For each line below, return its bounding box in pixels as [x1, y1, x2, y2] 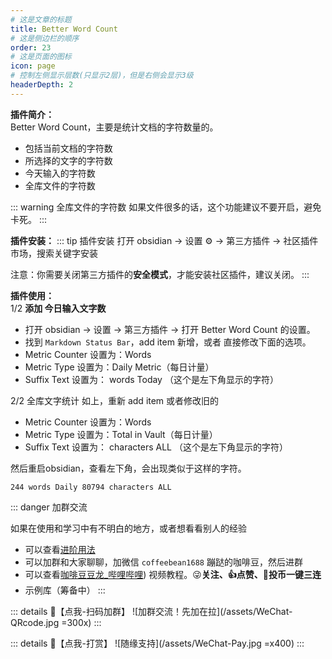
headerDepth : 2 [10, 80, 74, 90]
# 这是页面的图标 [10, 52, 72, 62]
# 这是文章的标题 [10, 14, 72, 25]
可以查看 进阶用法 [24, 543, 96, 555]
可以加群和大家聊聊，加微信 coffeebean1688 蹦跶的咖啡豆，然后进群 [24, 556, 303, 568]
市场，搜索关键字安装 [10, 247, 98, 259]
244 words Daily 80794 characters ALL [10, 482, 172, 492]
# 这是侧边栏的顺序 [10, 33, 80, 43]
